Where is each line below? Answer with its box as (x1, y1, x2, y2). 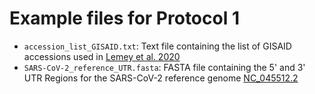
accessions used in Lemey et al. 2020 (23, 50, 181, 62)
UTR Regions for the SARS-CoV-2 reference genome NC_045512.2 (23, 72, 299, 84)
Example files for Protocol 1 (9, 7, 240, 30)
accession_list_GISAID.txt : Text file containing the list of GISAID (23, 40, 292, 52)
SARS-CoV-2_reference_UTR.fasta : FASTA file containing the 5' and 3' (23, 61, 306, 73)
